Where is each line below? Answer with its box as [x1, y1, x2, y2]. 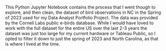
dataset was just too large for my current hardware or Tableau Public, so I [5, 31, 156, 36]
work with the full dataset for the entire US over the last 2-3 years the [5, 25, 148, 31]
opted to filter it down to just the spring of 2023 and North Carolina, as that [5, 36, 159, 42]
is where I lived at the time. [5, 41, 61, 47]
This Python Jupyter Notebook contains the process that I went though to [5, 4, 156, 10]
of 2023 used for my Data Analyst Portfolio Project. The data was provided [5, 15, 158, 20]
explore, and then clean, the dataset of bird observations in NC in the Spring [5, 9, 162, 15]
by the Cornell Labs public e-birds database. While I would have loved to [5, 20, 154, 26]
